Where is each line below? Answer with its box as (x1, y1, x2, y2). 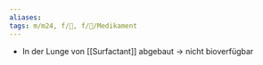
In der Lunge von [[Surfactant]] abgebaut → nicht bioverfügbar (21, 45, 254, 56)
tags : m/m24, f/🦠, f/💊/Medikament (9, 21, 138, 30)
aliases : (9, 12, 42, 22)
